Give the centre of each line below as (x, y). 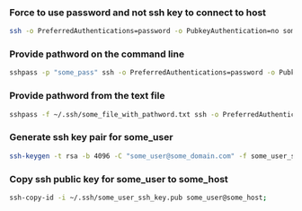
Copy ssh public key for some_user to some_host (119, 179)
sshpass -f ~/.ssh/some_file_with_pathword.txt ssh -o (114, 114)
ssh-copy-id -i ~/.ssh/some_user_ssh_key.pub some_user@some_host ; (138, 198)
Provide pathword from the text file (87, 96)
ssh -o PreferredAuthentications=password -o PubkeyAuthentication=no (144, 31)
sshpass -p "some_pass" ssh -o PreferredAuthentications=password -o (142, 73)
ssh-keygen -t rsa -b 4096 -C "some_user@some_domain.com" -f (128, 156)
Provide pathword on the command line (97, 54)
